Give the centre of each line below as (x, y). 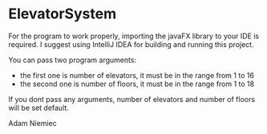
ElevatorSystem (63, 14)
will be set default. (39, 108)
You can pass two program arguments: (73, 60)
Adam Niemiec (33, 123)
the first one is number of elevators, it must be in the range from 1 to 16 (137, 75)
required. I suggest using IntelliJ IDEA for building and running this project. (131, 44)
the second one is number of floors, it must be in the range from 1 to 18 (137, 84)
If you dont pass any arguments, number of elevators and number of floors (131, 99)
